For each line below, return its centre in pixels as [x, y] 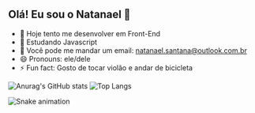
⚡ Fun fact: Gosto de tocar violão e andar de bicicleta [106, 67]
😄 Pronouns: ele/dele [55, 58]
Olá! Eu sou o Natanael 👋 [69, 15]
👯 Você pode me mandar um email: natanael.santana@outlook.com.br [133, 50]
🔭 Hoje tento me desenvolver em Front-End [90, 33]
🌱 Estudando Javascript [58, 42]
